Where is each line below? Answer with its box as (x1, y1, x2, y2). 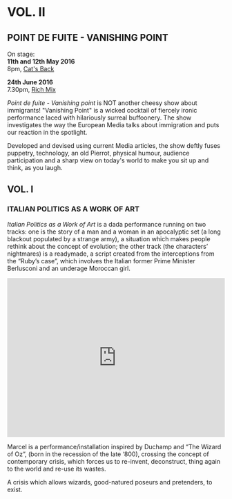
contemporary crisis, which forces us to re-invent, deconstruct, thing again (7, 457, 221, 465)
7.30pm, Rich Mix (7, 86, 57, 93)
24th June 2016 (7, 78, 53, 86)
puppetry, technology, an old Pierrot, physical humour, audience (7, 149, 190, 157)
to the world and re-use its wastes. (7, 464, 106, 473)
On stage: (7, 50, 35, 58)
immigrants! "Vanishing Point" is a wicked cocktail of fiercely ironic (7, 106, 197, 114)
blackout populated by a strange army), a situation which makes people (7, 234, 211, 243)
